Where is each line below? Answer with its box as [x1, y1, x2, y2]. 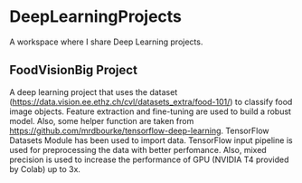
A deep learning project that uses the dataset [9, 86, 178, 97]
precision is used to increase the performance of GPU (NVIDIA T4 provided [9, 154, 289, 165]
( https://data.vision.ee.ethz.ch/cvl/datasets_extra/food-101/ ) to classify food [9, 96, 293, 107]
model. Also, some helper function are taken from [9, 115, 194, 126]
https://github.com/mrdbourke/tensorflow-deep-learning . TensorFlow [9, 125, 269, 136]
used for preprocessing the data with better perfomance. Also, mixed [9, 144, 267, 155]
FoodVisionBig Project [9, 63, 138, 78]
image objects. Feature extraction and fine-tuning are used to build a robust [9, 106, 292, 117]
